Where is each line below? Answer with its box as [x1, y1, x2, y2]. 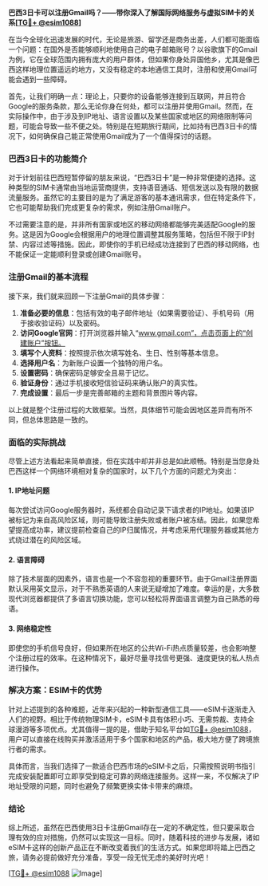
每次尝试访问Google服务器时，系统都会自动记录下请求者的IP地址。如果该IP [8, 506, 254, 515]
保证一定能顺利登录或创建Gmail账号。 [22, 250, 146, 259]
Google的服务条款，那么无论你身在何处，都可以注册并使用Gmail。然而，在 [8, 101, 254, 111]
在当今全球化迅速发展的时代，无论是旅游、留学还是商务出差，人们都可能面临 [8, 35, 260, 44]
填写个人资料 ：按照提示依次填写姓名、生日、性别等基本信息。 [19, 348, 223, 357]
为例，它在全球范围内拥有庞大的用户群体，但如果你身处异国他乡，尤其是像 [8, 55, 253, 64]
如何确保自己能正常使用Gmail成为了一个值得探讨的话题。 [29, 132, 216, 140]
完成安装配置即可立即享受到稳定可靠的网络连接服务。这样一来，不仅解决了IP [8, 771, 259, 781]
